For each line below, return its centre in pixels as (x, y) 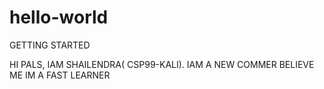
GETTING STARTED (50, 45)
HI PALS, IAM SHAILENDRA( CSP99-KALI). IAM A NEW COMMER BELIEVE (162, 64)
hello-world (59, 17)
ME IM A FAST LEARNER (60, 75)
